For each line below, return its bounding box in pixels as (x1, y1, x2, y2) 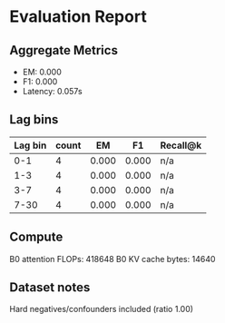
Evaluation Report (9, 6, 147, 27)
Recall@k (160, 139, 202, 152)
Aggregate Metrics (9, 43, 118, 58)
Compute (9, 230, 64, 245)
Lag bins (9, 112, 59, 128)
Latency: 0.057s (22, 86, 83, 96)
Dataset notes (9, 279, 91, 296)
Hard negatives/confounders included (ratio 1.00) (9, 304, 193, 315)
